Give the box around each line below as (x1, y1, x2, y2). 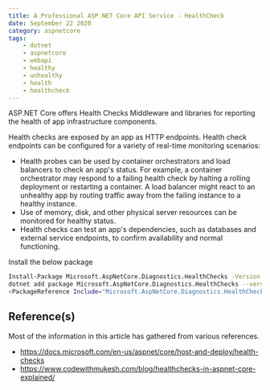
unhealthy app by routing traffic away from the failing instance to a (19, 190, 241, 201)
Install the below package (8, 258, 94, 267)
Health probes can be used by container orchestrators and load (19, 156, 231, 166)
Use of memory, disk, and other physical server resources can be (19, 208, 237, 217)
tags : (8, 34, 27, 43)
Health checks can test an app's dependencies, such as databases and (19, 225, 257, 234)
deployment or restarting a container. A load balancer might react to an (19, 182, 256, 192)
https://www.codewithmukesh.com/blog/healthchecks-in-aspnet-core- (19, 364, 256, 373)
